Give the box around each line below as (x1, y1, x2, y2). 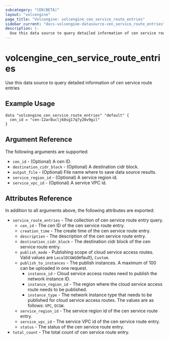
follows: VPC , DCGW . (27, 302, 65, 309)
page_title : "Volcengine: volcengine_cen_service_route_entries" (5, 17, 145, 22)
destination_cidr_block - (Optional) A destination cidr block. (12, 164, 139, 170)
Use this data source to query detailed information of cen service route (5, 79, 152, 85)
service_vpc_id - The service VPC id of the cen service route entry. (20, 318, 160, 324)
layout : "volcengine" (5, 12, 51, 17)
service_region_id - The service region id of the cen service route (20, 308, 158, 314)
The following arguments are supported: (5, 149, 89, 155)
